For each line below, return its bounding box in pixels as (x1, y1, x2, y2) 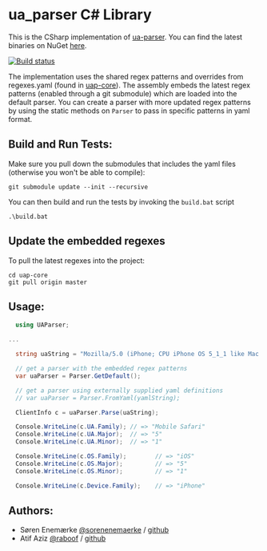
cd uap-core (8, 271, 48, 279)
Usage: (8, 299, 46, 314)
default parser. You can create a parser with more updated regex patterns (8, 97, 252, 107)
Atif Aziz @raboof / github (19, 533, 106, 543)
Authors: (8, 504, 54, 517)
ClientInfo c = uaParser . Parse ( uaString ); (15, 408, 159, 416)
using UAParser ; (15, 321, 70, 330)
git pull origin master (8, 278, 88, 286)
